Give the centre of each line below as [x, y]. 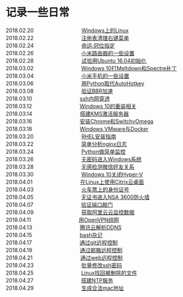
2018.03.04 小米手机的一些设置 [68, 76]
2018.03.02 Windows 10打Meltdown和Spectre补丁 [91, 68]
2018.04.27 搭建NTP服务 [59, 280]
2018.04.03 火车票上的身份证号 [68, 189]
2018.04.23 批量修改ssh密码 [64, 265]
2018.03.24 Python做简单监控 [66, 152]
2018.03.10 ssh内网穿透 [58, 98]
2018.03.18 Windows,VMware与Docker [77, 128]
